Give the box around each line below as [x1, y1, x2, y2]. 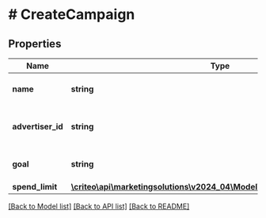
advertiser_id [12, 121, 63, 132]
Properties [8, 37, 62, 51]
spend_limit [12, 182, 58, 192]
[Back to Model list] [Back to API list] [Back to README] [8, 201, 190, 211]
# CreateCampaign [8, 6, 135, 24]
